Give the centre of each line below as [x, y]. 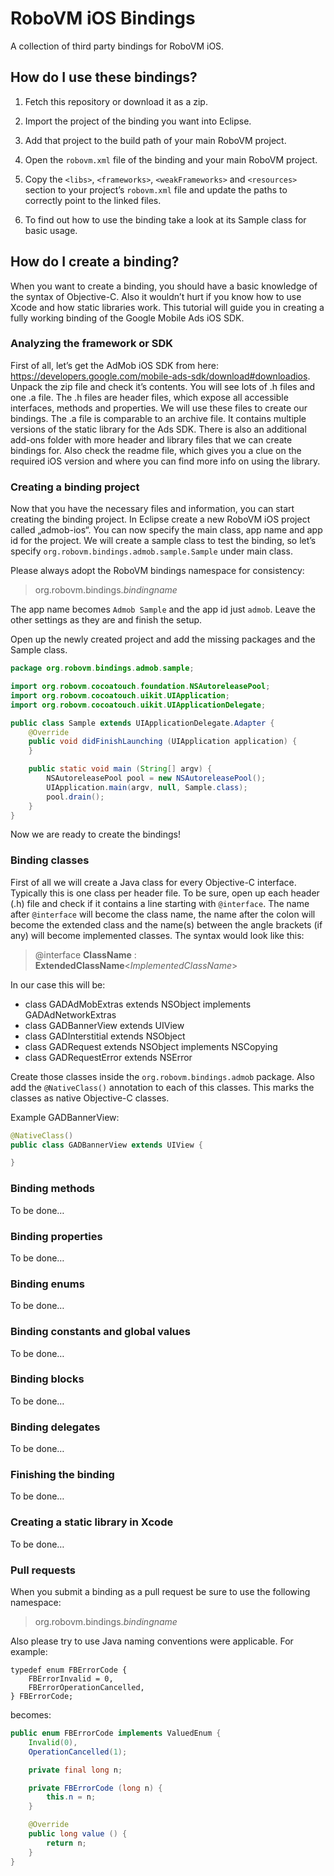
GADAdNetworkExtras [70, 1014]
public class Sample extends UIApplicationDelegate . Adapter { [142, 723]
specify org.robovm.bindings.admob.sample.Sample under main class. [151, 551]
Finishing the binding [62, 1475]
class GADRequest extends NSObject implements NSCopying [151, 1046]
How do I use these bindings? [104, 77]
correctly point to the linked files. [93, 200]
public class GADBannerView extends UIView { [106, 1145]
